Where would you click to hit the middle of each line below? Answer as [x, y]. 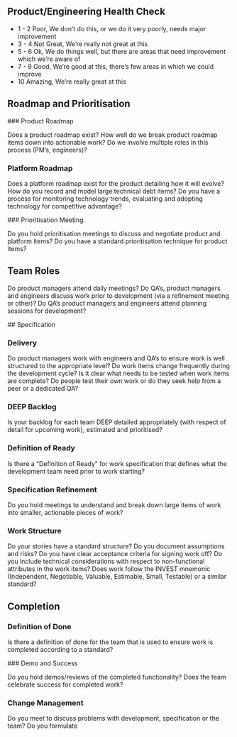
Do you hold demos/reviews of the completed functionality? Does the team [117, 677]
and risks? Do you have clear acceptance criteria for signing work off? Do [115, 554]
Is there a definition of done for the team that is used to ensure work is [110, 642]
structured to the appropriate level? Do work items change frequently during [119, 366]
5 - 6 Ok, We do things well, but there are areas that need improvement [121, 51]
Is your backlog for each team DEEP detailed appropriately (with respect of [117, 422]
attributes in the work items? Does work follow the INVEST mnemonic [109, 569]
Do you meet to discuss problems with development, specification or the [114, 719]
